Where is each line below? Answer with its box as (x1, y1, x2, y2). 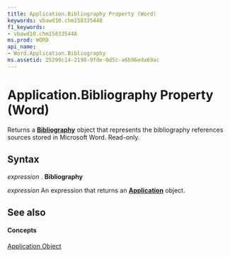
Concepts (7, 226, 37, 234)
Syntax (7, 154, 40, 166)
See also (7, 206, 46, 218)
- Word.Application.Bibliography (7, 50, 106, 57)
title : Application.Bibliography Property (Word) (7, 10, 157, 18)
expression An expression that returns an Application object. (7, 185, 185, 195)
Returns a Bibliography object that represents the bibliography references (7, 125, 224, 134)
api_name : (7, 43, 37, 50)
